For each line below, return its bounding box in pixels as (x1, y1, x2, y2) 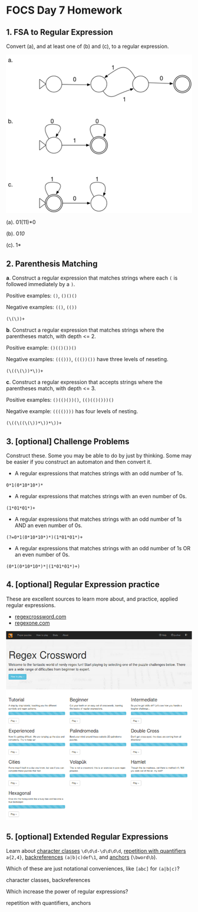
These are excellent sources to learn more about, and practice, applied (6, 595, 179, 602)
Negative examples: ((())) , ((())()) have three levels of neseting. (6, 356, 169, 363)
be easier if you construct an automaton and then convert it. (6, 459, 152, 466)
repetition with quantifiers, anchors (6, 900, 91, 907)
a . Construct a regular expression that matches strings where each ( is (6, 274, 178, 281)
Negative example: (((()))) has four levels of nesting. (6, 408, 138, 415)
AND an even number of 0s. (14, 522, 82, 529)
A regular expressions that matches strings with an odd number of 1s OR (14, 545, 191, 552)
